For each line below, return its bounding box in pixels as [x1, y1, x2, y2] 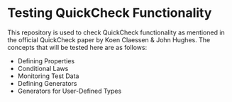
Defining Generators [17, 79, 77, 87]
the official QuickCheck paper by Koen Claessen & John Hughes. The [7, 35, 211, 44]
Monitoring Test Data [17, 72, 79, 80]
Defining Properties [17, 56, 75, 65]
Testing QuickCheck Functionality [7, 5, 212, 21]
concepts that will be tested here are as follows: [7, 43, 148, 51]
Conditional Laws [17, 64, 69, 72]
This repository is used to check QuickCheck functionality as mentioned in [7, 28, 225, 37]
